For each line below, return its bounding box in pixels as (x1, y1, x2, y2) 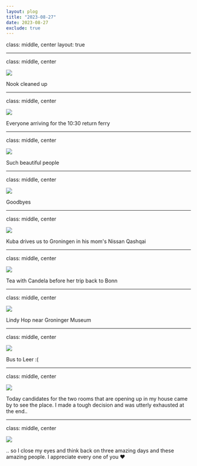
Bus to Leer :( (6, 356, 39, 363)
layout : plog (6, 8, 38, 15)
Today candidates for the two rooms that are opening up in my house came (6, 395, 188, 402)
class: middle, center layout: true (6, 41, 85, 48)
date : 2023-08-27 (6, 19, 49, 25)
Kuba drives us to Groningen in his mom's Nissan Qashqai (6, 238, 147, 245)
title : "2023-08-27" (6, 14, 57, 20)
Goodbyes (6, 198, 31, 206)
